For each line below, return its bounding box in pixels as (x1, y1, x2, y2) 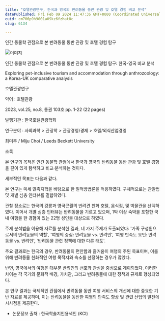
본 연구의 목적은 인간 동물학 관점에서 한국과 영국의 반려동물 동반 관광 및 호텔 (5, 159, 151, 165)
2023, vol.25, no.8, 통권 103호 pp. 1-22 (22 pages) (5, 107, 106, 112)
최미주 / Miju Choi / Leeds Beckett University (5, 138, 95, 144)
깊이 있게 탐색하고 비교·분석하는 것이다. (10, 165, 85, 171)
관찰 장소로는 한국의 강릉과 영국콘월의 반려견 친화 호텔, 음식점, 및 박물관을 (5, 203, 146, 209)
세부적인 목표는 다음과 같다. (5, 176, 58, 181)
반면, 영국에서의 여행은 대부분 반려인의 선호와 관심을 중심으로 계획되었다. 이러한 (5, 265, 157, 271)
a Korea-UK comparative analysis (5, 75, 73, 81)
